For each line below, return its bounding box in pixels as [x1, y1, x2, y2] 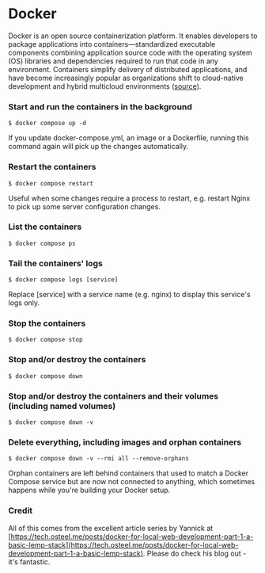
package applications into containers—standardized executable [8, 39, 216, 48]
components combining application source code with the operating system [8, 48, 252, 57]
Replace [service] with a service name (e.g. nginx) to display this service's [8, 290, 251, 300]
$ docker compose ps [8, 239, 77, 247]
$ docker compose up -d [8, 120, 87, 128]
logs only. [8, 298, 40, 308]
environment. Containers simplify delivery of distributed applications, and [8, 64, 248, 74]
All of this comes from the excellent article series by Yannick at [8, 523, 214, 533]
